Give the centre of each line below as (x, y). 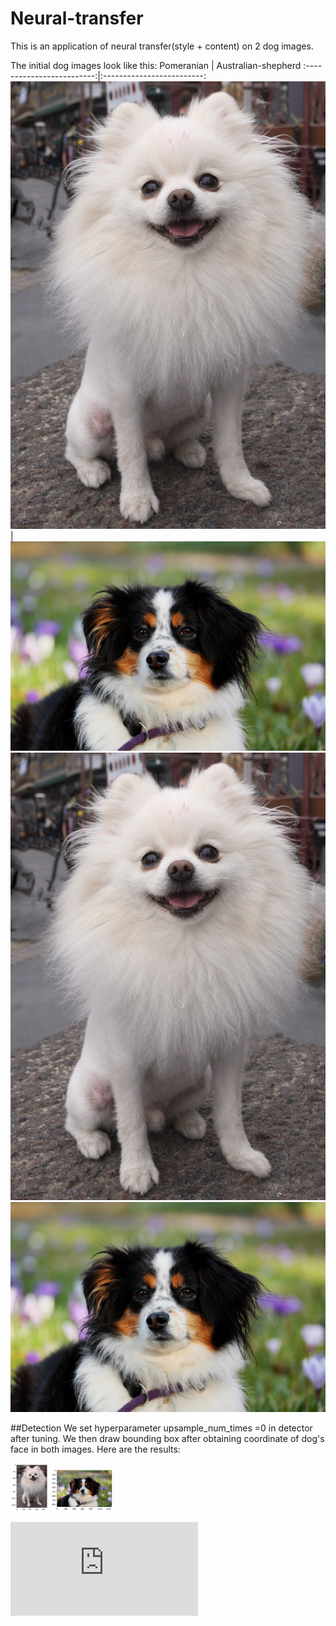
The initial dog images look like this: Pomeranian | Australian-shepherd (156, 65)
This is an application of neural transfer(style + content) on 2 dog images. (162, 46)
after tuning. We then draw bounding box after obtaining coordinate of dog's (167, 1438)
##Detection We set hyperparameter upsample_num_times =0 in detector (161, 1428)
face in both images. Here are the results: (95, 1449)
